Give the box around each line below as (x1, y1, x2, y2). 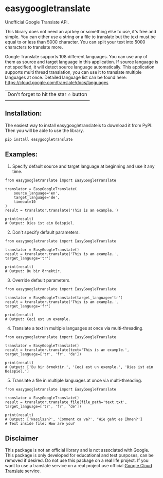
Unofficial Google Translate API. (5, 19, 69, 25)
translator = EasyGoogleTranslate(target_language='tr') (5, 295, 123, 300)
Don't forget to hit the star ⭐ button (7, 91, 88, 98)
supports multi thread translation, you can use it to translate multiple (5, 69, 142, 75)
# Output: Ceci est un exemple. (5, 316, 71, 322)
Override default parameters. (12, 277, 71, 283)
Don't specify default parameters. (12, 229, 80, 235)
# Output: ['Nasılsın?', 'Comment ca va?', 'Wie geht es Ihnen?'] (5, 416, 143, 422)
